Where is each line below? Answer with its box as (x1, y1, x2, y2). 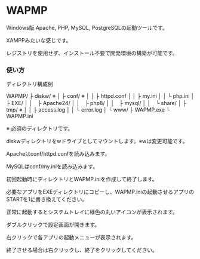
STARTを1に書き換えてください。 (6, 196, 88, 203)
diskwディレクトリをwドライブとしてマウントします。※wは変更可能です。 (6, 138, 188, 145)
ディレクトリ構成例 (6, 81, 54, 88)
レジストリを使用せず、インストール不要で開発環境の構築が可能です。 (6, 49, 178, 57)
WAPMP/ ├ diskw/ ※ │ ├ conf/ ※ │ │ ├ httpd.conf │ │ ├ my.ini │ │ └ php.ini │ (6, 92, 195, 100)
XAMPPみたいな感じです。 (6, 36, 72, 44)
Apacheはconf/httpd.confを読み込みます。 (6, 150, 110, 158)
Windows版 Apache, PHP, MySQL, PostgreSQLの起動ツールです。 (6, 24, 168, 31)
